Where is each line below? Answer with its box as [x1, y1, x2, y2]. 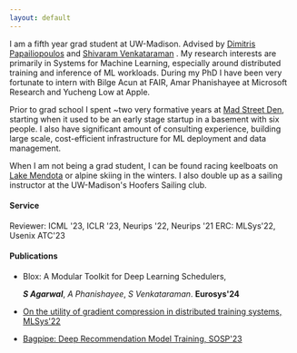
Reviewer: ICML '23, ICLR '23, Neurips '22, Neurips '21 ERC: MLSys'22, [9, 220, 276, 231]
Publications [9, 250, 58, 261]
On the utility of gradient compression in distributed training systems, [22, 306, 282, 318]
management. [9, 142, 62, 153]
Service [9, 201, 40, 211]
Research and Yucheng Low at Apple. [9, 86, 151, 97]
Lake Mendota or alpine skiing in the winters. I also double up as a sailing [9, 170, 283, 181]
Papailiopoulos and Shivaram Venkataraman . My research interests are [9, 47, 277, 59]
